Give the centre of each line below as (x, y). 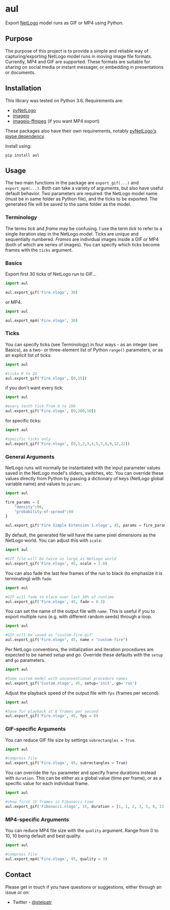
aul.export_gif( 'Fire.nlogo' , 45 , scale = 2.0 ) (56, 563)
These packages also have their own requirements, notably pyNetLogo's (81, 131)
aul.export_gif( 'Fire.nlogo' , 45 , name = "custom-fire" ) (67, 640)
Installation (23, 88)
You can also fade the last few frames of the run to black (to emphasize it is (84, 573)
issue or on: (17, 892)
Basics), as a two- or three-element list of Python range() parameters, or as (84, 350)
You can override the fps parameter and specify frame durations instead (81, 773)
